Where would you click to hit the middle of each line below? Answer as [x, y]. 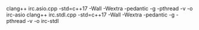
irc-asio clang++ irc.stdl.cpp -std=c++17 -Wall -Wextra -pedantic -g [90, 15]
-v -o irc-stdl [43, 21]
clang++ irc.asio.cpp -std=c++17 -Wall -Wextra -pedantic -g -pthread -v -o [99, 9]
